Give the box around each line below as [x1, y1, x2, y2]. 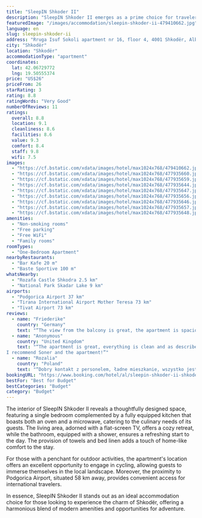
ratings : [6, 109, 28, 115]
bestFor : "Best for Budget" [6, 377, 77, 383]
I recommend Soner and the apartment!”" [6, 350, 109, 356]
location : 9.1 [11, 121, 47, 127]
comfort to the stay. [6, 443, 55, 451]
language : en [6, 25, 39, 32]
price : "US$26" [6, 76, 44, 82]
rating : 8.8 [6, 93, 36, 99]
